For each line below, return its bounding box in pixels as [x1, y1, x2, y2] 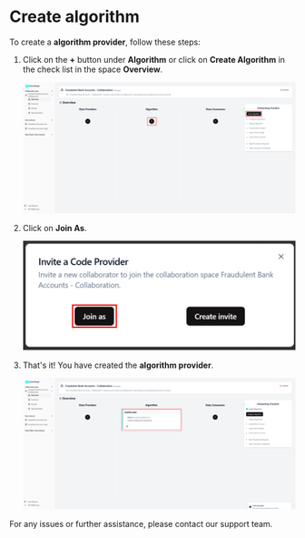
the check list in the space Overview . [22, 64, 163, 75]
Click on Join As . [22, 222, 87, 233]
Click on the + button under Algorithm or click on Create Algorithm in [22, 54, 286, 65]
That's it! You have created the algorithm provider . [22, 360, 214, 371]
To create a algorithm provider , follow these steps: [9, 36, 202, 47]
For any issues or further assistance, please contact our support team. [9, 518, 273, 529]
